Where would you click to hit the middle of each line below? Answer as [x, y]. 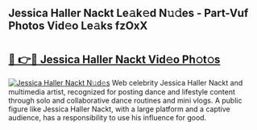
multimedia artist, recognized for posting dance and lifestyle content [122, 92]
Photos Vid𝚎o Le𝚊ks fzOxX [78, 26]
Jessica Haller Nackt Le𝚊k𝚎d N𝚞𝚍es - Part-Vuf [128, 13]
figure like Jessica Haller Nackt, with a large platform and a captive [120, 109]
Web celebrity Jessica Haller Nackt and [177, 83]
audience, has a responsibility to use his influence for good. [108, 117]
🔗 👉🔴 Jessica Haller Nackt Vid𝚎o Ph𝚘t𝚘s [114, 59]
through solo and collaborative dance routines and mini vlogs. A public [125, 101]
